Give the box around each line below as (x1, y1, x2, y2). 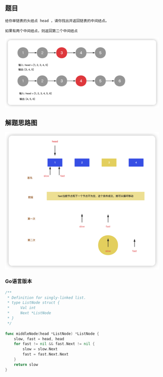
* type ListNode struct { (7, 300, 60, 305)
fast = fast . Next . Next (22, 352, 69, 357)
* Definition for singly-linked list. (7, 295, 86, 300)
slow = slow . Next (22, 347, 58, 352)
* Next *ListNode (7, 310, 51, 316)
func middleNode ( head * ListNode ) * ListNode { (5, 331, 99, 336)
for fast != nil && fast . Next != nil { (14, 341, 95, 347)
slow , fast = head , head (14, 336, 64, 341)
